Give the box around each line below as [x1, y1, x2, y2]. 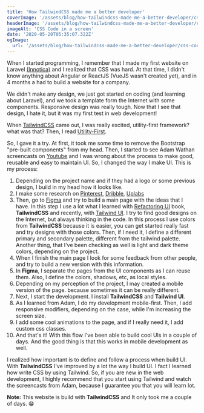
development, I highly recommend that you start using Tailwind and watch [7, 375, 191, 382]
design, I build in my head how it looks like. [15, 183, 123, 191]
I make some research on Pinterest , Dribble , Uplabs [15, 190, 145, 197]
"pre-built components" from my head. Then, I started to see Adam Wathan [7, 146, 195, 153]
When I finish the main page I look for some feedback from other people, [15, 254, 197, 261]
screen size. [15, 312, 47, 319]
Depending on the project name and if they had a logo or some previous [15, 177, 196, 184]
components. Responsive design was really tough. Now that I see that [7, 103, 181, 110]
